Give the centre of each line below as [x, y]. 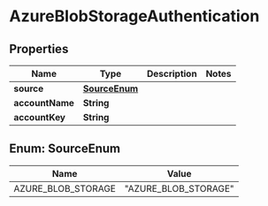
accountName [44, 103]
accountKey [40, 117]
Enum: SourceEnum [65, 149]
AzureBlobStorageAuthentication [134, 16]
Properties [39, 49]
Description [172, 74]
